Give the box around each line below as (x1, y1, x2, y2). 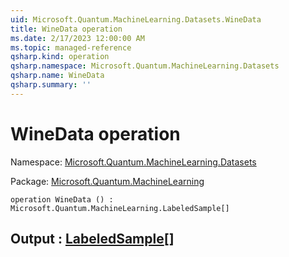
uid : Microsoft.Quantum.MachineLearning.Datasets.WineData (10, 14, 262, 25)
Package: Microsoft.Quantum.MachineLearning (10, 175, 205, 187)
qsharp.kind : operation (10, 52, 110, 62)
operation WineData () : (10, 194, 114, 205)
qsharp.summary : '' (10, 80, 92, 90)
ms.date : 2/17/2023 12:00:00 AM (10, 33, 145, 43)
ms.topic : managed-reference (10, 42, 132, 53)
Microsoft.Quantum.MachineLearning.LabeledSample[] (10, 203, 230, 213)
